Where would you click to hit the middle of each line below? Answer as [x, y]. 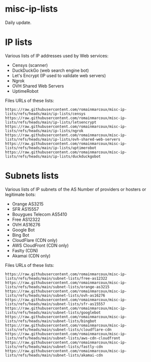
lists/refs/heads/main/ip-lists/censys [45, 114]
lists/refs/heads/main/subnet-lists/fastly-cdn [54, 347]
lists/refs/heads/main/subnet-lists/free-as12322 [56, 278]
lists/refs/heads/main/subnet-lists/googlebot [53, 312]
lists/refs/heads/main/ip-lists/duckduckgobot [53, 156]
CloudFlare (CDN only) [35, 240]
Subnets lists [32, 176]
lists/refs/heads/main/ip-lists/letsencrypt [51, 122]
